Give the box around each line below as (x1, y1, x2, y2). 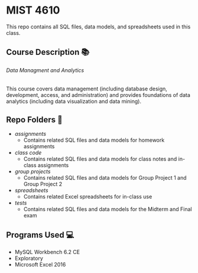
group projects (14, 168, 51, 175)
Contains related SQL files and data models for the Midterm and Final (23, 206, 192, 213)
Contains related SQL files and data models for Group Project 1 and (23, 174, 187, 181)
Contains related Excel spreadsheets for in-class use (23, 193, 152, 200)
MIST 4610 (6, 4, 60, 17)
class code (14, 149, 42, 157)
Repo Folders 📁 (6, 115, 63, 125)
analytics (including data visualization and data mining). (6, 97, 142, 105)
